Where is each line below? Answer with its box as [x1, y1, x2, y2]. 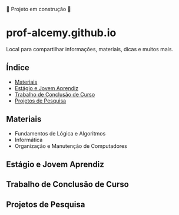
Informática [14, 136, 43, 143]
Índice [6, 62, 29, 73]
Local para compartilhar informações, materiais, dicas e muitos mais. [6, 45, 174, 52]
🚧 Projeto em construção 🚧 [6, 6, 71, 12]
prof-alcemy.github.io [6, 27, 117, 39]
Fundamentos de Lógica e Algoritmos [14, 130, 106, 137]
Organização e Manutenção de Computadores [14, 142, 128, 150]
